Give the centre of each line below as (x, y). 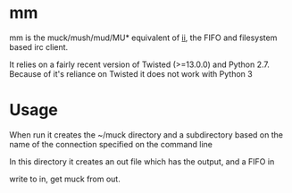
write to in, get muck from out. (65, 179)
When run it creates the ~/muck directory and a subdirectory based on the (146, 134)
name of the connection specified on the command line (111, 144)
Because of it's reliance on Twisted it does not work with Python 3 (131, 73)
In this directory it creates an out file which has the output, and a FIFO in (142, 161)
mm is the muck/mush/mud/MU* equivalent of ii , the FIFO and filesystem (143, 38)
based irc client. (39, 46)
